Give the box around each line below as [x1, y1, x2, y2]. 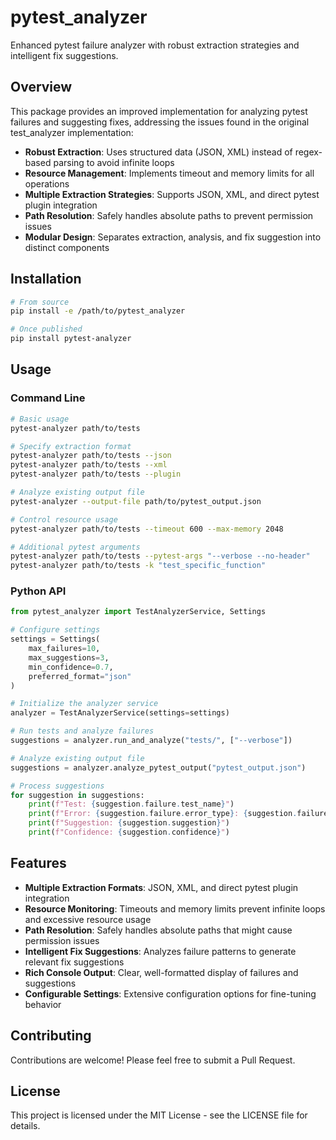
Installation [10, 271, 82, 288]
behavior [24, 998, 62, 1010]
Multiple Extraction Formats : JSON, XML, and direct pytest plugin [24, 881, 299, 893]
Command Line [10, 391, 86, 405]
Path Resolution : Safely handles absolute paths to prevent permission [24, 209, 314, 221]
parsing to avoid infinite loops [53, 156, 175, 168]
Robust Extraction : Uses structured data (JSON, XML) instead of [24, 146, 293, 158]
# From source [10, 297, 70, 307]
